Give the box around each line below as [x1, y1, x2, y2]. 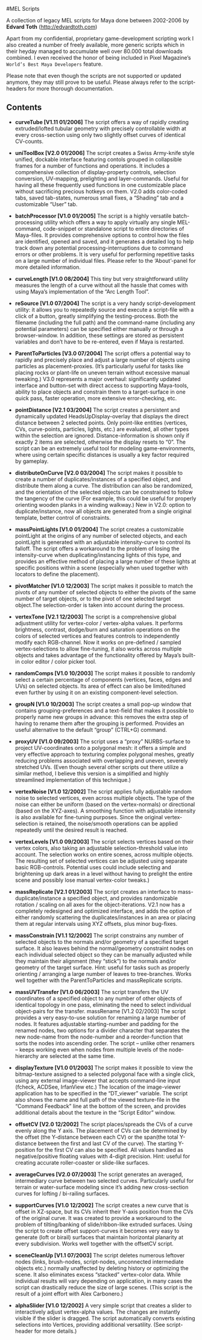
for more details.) [34, 1327, 77, 1335]
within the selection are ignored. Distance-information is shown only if [14, 432, 190, 439]
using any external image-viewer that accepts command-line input [14, 1077, 181, 1084]
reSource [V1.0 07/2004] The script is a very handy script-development [14, 300, 196, 307]
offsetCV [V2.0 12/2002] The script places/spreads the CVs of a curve [14, 1121, 193, 1128]
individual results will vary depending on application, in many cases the [14, 1277, 192, 1285]
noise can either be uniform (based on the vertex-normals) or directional [14, 801, 195, 808]
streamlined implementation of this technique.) [14, 776, 131, 783]
